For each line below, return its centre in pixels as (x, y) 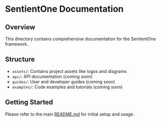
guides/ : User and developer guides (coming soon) (64, 81)
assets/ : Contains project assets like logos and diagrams (69, 71)
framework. (17, 44)
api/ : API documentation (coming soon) (52, 76)
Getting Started (29, 102)
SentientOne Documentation (64, 9)
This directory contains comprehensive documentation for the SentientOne (81, 39)
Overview (20, 27)
